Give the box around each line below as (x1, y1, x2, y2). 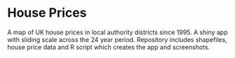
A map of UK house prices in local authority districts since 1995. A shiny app (7, 28, 228, 36)
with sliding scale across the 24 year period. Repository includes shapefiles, (7, 35, 228, 43)
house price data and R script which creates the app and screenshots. (7, 43, 210, 51)
